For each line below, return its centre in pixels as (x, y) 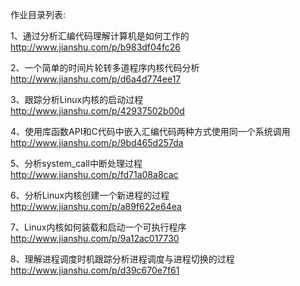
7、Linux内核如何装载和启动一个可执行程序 (98, 227)
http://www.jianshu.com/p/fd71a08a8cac (94, 174)
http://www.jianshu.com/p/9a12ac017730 (95, 238)
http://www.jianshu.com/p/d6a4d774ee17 (96, 79)
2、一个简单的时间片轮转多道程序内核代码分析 (105, 67)
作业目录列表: (38, 14)
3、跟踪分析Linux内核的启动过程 (77, 99)
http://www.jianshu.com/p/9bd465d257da (97, 142)
